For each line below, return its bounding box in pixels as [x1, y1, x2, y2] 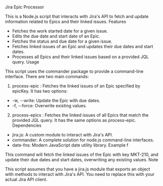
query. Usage [12, 59, 39, 65]
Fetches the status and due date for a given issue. [12, 38, 113, 44]
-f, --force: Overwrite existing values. [12, 103, 87, 108]
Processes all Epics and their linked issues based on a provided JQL [12, 54, 149, 60]
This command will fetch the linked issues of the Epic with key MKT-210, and [5, 152, 159, 157]
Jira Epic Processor [5, 4, 44, 10]
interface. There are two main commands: [5, 74, 89, 79]
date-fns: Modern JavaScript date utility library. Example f [12, 142, 129, 148]
